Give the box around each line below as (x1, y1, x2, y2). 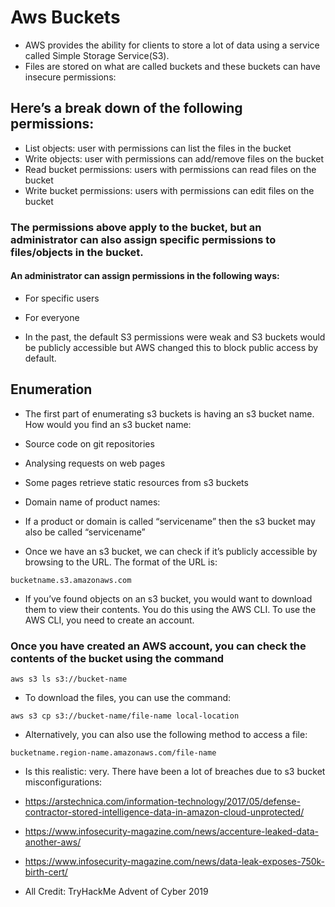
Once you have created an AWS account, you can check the (10, 639, 307, 653)
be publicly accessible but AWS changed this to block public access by (24, 341, 319, 353)
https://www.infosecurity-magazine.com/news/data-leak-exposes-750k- (24, 855, 326, 867)
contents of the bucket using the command (10, 651, 225, 665)
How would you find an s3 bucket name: (24, 418, 192, 430)
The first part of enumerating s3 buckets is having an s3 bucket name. (24, 407, 315, 420)
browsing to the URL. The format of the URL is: (24, 556, 218, 568)
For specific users (24, 292, 100, 304)
